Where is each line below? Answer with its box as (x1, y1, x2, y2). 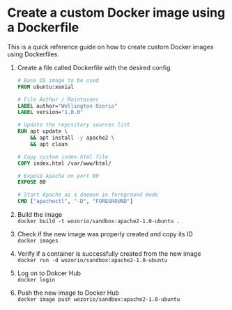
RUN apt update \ (17, 128, 68, 135)
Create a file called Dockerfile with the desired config (17, 63, 171, 72)
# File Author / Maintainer (17, 96, 99, 103)
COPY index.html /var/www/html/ (17, 160, 111, 167)
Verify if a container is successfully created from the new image (17, 250, 201, 258)
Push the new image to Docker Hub (17, 288, 120, 297)
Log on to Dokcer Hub (17, 269, 82, 277)
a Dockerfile (7, 19, 79, 35)
